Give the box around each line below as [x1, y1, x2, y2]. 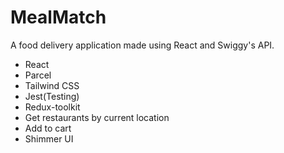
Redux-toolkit [24, 101, 81, 113]
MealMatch [10, 6, 107, 29]
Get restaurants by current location [24, 111, 170, 123]
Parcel [24, 69, 52, 81]
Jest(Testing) [24, 90, 80, 102]
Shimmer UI [24, 132, 74, 145]
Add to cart [24, 122, 72, 134]
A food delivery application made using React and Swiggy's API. [10, 39, 275, 51]
